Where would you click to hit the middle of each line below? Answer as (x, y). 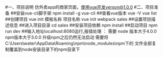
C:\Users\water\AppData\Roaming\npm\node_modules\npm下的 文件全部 (79, 43)
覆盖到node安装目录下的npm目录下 (45, 49)
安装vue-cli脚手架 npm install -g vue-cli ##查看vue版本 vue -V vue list (86, 13)
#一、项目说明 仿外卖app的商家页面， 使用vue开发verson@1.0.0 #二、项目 (80, 7)
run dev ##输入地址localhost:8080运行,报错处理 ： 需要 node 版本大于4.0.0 (81, 31)
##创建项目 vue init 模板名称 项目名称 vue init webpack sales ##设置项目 (78, 19)
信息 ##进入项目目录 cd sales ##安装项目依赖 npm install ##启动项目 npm (83, 25)
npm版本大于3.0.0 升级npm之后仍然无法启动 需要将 (57, 37)
